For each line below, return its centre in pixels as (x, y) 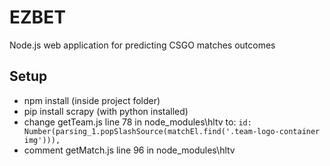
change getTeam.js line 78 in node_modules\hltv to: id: (137, 122)
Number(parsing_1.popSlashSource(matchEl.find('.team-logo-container (172, 131)
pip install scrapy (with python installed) (106, 111)
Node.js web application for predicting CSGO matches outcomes (142, 45)
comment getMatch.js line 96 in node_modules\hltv (129, 150)
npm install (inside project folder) (92, 100)
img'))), (42, 140)
